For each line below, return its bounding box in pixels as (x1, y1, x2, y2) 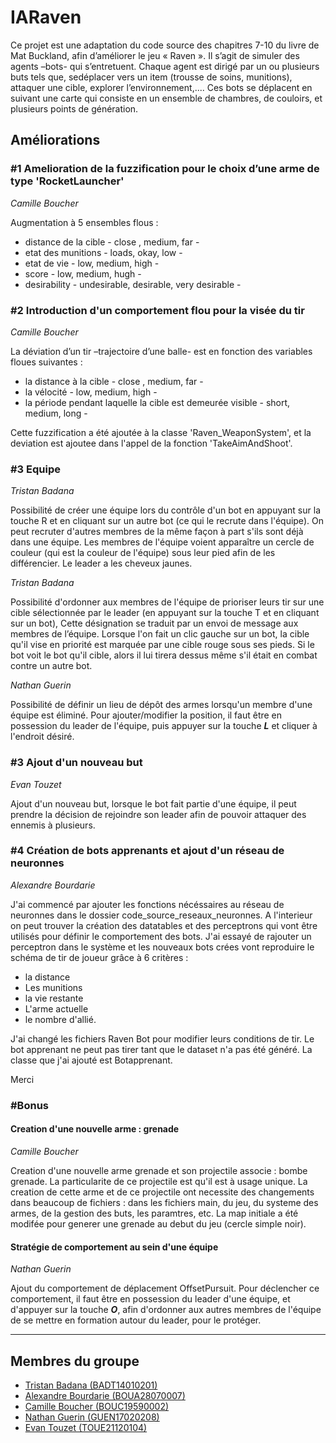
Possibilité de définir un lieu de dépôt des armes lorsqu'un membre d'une (10, 699, 313, 711)
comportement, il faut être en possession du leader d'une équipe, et (10, 1293, 291, 1305)
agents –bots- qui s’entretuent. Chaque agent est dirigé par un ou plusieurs (10, 60, 320, 72)
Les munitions (24, 981, 83, 993)
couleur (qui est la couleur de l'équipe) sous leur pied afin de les (10, 547, 276, 559)
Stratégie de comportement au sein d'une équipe (10, 1241, 219, 1253)
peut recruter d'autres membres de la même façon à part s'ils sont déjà (10, 526, 304, 538)
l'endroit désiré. (10, 731, 75, 743)
